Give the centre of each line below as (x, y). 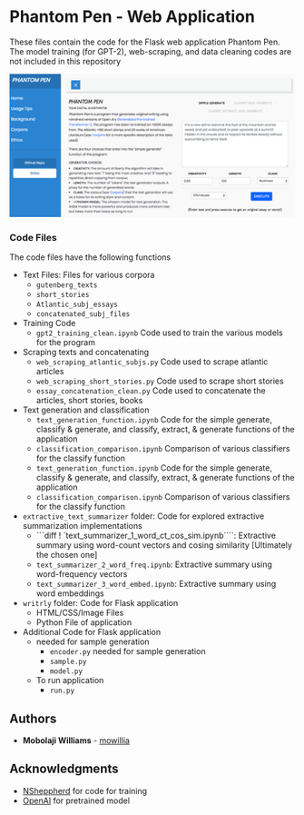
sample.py (68, 662)
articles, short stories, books (89, 401)
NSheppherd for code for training (85, 790)
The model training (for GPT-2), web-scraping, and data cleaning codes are (151, 51)
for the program (65, 343)
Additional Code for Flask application (92, 632)
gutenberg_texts (67, 285)
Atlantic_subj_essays (77, 305)
